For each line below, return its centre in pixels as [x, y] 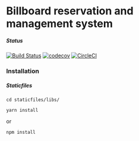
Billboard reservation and [70, 11]
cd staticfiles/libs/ [33, 100]
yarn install [22, 111]
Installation [23, 71]
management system [59, 24]
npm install [21, 133]
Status [15, 41]
